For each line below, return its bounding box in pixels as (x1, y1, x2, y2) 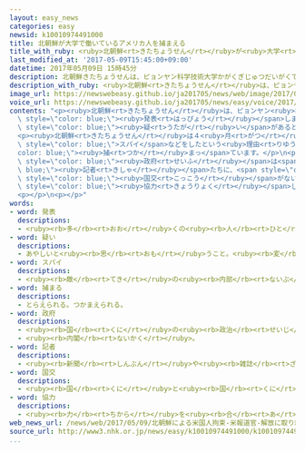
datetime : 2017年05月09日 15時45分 (9, 64, 138, 74)
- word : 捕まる (9, 283, 63, 292)
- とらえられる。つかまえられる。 (17, 300, 128, 310)
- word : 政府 (9, 309, 56, 318)
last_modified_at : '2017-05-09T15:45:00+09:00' (9, 55, 193, 64)
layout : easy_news (9, 13, 79, 23)
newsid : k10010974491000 (9, 30, 103, 39)
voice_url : (9, 97, 51, 107)
